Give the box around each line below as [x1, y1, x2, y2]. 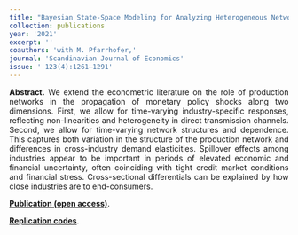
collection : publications [9, 21, 105, 30]
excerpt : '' [9, 37, 53, 47]
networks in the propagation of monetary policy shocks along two [9, 96, 289, 106]
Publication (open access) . [9, 198, 111, 208]
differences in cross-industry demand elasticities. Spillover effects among [9, 143, 289, 153]
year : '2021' [9, 29, 58, 38]
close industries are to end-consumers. [9, 181, 153, 192]
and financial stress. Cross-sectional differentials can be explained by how [9, 171, 289, 182]
